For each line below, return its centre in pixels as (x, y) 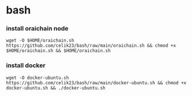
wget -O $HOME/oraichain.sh (40, 41)
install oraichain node (37, 29)
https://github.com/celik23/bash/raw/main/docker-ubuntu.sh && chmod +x (96, 83)
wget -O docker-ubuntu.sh (37, 78)
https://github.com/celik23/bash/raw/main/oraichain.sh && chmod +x (91, 46)
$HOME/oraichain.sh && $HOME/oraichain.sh (58, 51)
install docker (26, 66)
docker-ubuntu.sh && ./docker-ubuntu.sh (56, 88)
